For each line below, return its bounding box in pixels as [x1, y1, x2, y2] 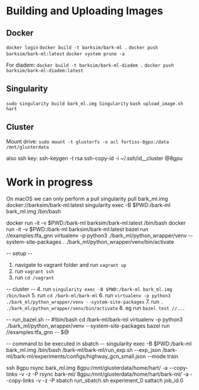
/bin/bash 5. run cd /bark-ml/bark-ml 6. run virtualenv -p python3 [6, 291, 171, 298]
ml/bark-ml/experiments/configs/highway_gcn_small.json [6, 353, 146, 360]
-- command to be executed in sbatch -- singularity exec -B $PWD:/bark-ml [6, 340, 192, 347]
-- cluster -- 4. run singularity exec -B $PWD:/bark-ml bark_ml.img [6, 285, 172, 292]
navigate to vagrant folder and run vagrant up [14, 261, 127, 268]
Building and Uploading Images [6, 4, 163, 18]
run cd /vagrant [14, 273, 55, 281]
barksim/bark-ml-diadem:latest [6, 68, 84, 74]
